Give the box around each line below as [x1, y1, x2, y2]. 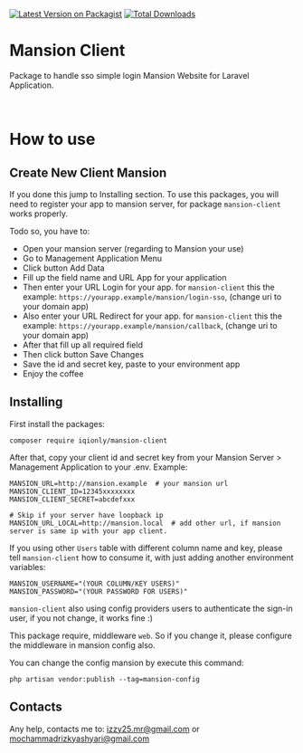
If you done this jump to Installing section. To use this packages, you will [9, 188, 279, 199]
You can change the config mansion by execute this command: [9, 657, 244, 668]
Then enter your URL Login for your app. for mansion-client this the [22, 281, 275, 292]
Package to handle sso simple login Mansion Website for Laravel [9, 70, 250, 81]
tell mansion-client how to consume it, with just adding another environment [9, 552, 294, 563]
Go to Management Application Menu [22, 253, 163, 263]
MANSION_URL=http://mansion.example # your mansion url [9, 479, 229, 488]
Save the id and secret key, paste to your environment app [22, 358, 241, 369]
